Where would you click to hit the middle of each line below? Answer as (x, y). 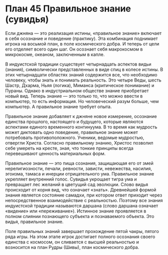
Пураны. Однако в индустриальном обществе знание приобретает (77, 90)
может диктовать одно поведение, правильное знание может (72, 132)
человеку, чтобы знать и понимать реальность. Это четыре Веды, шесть (83, 80)
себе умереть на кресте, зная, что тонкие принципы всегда (69, 148)
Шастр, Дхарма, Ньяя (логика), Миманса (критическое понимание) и (80, 85)
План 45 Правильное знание (68, 9)
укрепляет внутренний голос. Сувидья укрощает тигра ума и (71, 179)
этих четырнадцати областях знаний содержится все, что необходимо (81, 74)
